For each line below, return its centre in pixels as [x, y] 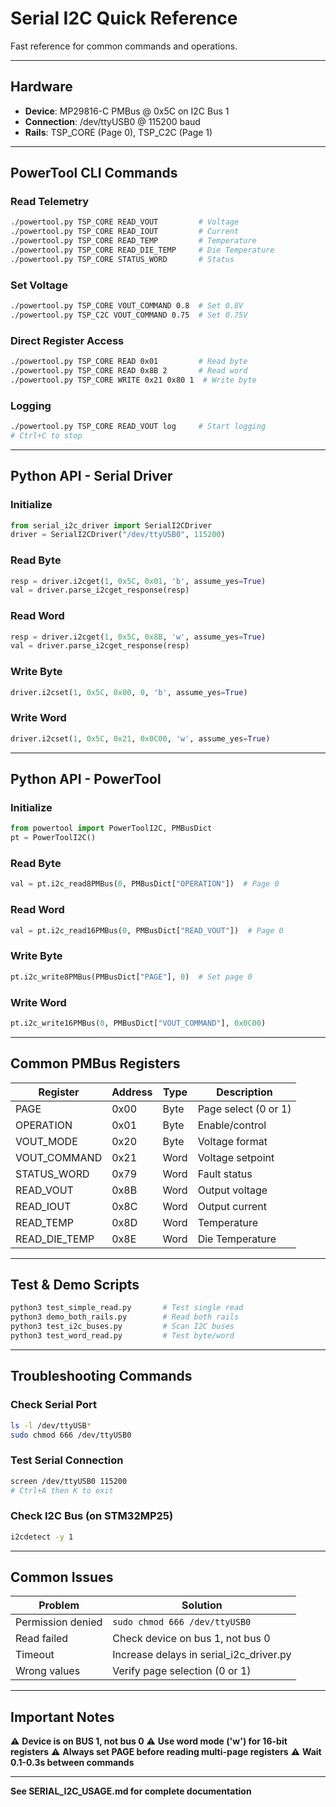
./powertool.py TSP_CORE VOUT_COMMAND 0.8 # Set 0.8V [127, 306]
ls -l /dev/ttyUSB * [51, 1425]
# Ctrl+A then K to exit [62, 1490]
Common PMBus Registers [95, 1063]
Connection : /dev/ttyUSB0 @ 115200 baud [112, 121]
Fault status [225, 1174]
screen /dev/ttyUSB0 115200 [69, 1481]
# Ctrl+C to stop [46, 435]
